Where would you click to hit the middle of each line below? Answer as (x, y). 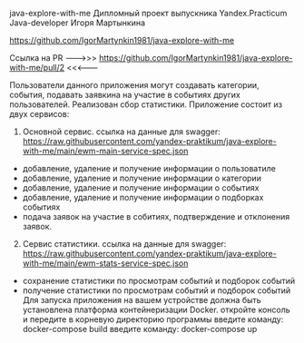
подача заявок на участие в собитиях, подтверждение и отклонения (156, 216)
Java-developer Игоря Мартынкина (78, 23)
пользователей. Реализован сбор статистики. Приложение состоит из (146, 104)
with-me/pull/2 (37, 68)
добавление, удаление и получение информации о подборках (143, 197)
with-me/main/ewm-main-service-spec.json (105, 151)
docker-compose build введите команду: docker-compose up (140, 329)
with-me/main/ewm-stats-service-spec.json (105, 263)
